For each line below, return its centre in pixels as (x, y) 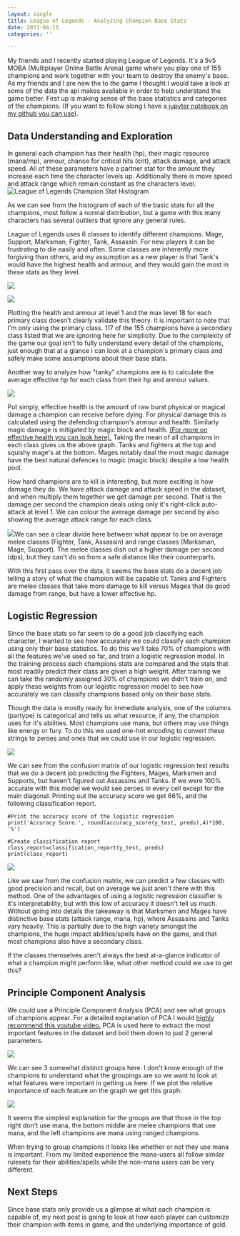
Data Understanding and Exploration (90, 136)
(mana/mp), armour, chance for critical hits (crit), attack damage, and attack (119, 161)
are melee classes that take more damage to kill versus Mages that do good (119, 586)
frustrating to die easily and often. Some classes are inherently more (108, 249)
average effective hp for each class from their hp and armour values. (109, 380)
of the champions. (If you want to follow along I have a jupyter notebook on (118, 106)
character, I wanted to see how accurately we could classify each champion (119, 641)
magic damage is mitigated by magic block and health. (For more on (107, 430)
